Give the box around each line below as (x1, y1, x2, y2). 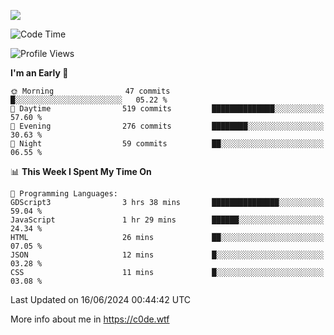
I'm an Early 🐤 (10, 67, 69, 79)
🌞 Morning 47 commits (10, 86, 171, 96)
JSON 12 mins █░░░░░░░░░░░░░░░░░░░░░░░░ (10, 250, 325, 260)
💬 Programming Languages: (10, 189, 118, 199)
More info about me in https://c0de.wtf (10, 313, 170, 325)
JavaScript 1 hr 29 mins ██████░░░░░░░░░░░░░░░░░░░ (10, 215, 325, 225)
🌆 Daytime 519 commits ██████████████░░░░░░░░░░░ (10, 104, 325, 114)
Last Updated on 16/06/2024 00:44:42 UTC (10, 294, 192, 305)
